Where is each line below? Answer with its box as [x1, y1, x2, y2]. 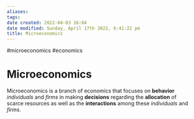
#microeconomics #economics [7, 47, 83, 54]
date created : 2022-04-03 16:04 [7, 20, 87, 25]
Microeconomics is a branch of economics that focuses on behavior [7, 87, 175, 95]
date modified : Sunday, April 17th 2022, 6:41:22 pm [7, 25, 140, 31]
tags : [7, 14, 20, 20]
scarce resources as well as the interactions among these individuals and [7, 100, 189, 107]
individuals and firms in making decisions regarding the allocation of [7, 94, 177, 101]
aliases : [7, 8, 29, 15]
